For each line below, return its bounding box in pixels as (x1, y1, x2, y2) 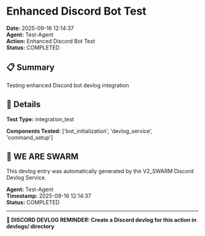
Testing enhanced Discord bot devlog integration (6, 81, 129, 89)
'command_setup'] (6, 134, 54, 141)
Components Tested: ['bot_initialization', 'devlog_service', (6, 127, 153, 135)
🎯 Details (6, 99, 41, 110)
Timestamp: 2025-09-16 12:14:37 (6, 192, 92, 199)
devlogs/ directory (6, 223, 55, 230)
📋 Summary (6, 62, 55, 73)
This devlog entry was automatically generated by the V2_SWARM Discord (6, 168, 194, 175)
